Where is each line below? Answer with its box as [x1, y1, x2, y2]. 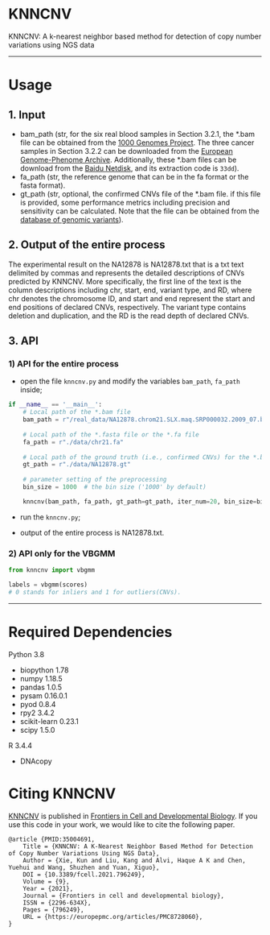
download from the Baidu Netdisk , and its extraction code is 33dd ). [19, 163, 239, 173]
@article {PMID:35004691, [8, 835, 95, 843]
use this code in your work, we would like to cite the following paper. [8, 819, 235, 830]
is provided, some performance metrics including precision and [19, 197, 231, 207]
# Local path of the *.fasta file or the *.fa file [22, 430, 199, 439]
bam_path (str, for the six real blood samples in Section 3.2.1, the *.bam [19, 129, 256, 139]
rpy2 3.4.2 [19, 708, 55, 718]
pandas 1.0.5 [19, 682, 63, 692]
